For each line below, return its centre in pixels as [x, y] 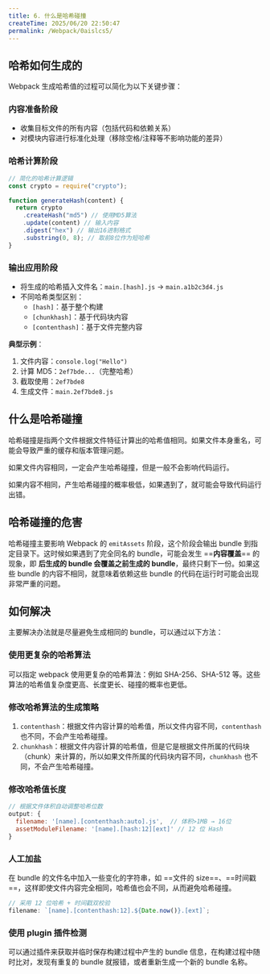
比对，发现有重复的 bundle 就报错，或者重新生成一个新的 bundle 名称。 [133, 962]
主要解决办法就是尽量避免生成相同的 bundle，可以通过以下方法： [116, 632]
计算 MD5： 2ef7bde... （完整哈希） [79, 371]
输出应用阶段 [33, 267]
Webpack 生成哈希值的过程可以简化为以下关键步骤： [96, 86]
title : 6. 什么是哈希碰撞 [47, 16]
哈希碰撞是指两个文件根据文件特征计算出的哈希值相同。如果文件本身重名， [131, 440]
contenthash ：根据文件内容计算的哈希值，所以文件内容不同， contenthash [141, 726]
